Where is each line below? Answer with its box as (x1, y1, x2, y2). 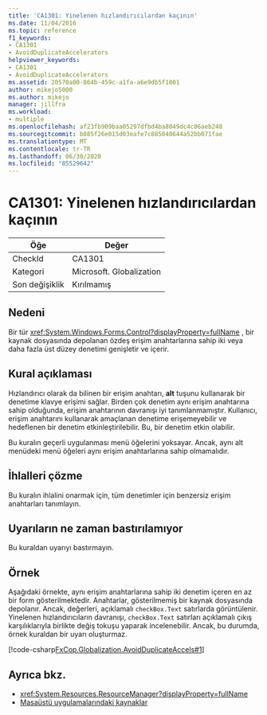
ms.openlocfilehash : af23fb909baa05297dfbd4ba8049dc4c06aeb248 (8, 123, 223, 131)
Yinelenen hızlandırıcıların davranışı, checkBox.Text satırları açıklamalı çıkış (8, 612, 253, 622)
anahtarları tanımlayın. (8, 498, 81, 508)
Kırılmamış (72, 279, 112, 291)
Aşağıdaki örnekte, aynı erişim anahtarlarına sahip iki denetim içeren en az (8, 587, 253, 597)
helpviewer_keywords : (8, 57, 80, 64)
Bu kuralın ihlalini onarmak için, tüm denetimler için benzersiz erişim (8, 490, 231, 500)
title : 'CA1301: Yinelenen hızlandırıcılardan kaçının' (8, 11, 198, 20)
